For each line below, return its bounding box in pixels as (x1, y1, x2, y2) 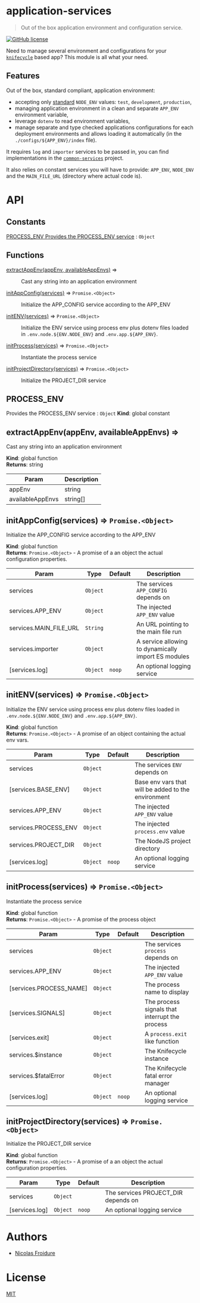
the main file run (136, 628, 182, 636)
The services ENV (135, 761, 182, 769)
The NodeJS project (135, 837, 191, 845)
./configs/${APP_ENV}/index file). (14, 136, 97, 144)
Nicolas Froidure (14, 1250, 55, 1257)
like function (145, 1037, 180, 1045)
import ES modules (136, 652, 189, 660)
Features (6, 71, 40, 81)
